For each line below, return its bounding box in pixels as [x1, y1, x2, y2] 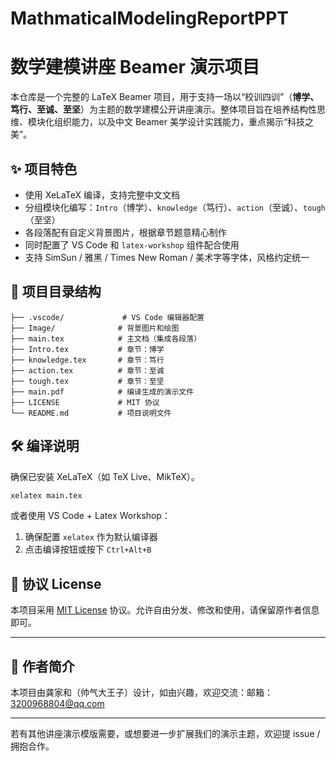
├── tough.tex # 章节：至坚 [10, 376, 165, 386]
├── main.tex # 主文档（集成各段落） [10, 333, 202, 344]
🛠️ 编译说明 [10, 438, 80, 455]
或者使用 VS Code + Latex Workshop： [10, 510, 171, 522]
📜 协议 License [10, 575, 102, 592]
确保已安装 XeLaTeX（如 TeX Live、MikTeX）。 [10, 470, 200, 482]
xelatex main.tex [10, 490, 83, 501]
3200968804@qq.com [10, 698, 105, 710]
